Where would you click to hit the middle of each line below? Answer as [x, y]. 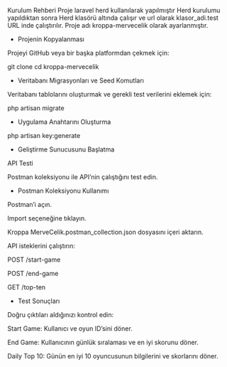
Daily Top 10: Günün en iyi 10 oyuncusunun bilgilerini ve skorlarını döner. [113, 356]
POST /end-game [33, 273]
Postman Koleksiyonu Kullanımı [63, 191]
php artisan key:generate [44, 135]
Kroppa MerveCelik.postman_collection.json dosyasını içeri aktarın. [105, 232]
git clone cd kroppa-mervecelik [53, 67]
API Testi [20, 163]
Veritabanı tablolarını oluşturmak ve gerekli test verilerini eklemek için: [110, 94]
